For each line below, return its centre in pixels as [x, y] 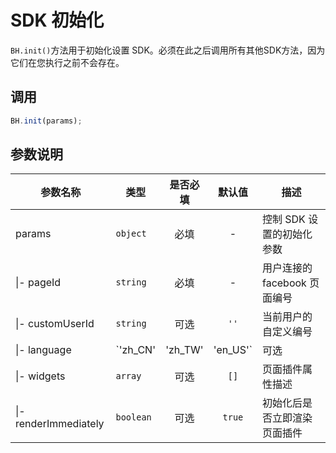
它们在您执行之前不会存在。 [67, 62]
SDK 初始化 [57, 20]
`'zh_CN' [135, 350]
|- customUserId [55, 324]
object [131, 234]
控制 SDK [283, 219]
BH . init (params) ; [46, 121]
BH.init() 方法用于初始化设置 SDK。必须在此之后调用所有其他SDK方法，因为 [168, 50]
